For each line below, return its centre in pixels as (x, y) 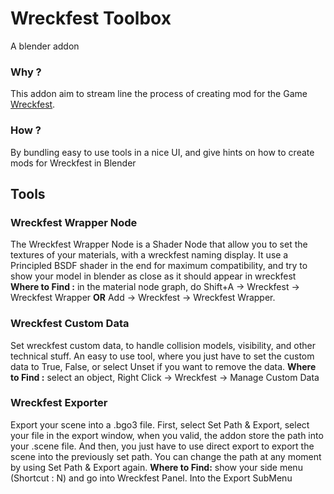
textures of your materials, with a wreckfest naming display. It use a (149, 255)
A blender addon (45, 46)
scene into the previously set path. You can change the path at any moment (166, 456)
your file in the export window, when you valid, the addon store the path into (167, 435)
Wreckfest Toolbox (91, 18)
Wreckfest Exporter (59, 403)
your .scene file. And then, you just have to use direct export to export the (162, 446)
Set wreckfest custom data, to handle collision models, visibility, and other (163, 345)
